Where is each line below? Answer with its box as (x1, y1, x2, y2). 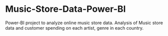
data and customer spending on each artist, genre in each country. (5, 25, 144, 31)
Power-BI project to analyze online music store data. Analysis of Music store (5, 20, 163, 26)
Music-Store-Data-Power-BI (5, 3, 126, 15)
